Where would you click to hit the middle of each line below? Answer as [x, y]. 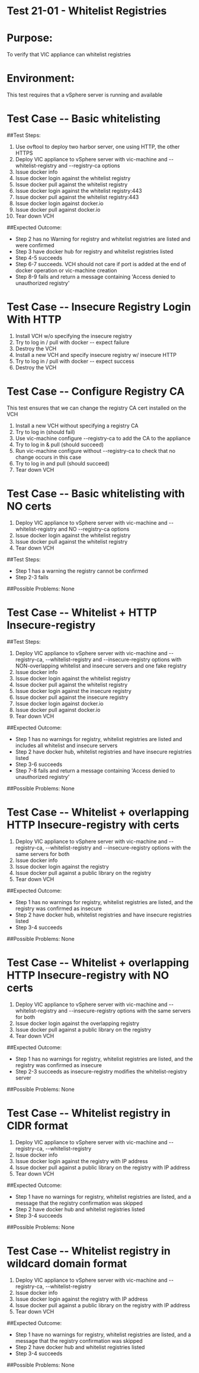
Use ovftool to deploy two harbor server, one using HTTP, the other [97, 147]
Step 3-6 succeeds [39, 764]
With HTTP [34, 320]
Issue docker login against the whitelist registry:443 [78, 191]
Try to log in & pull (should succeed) [60, 444]
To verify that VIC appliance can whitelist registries [69, 55]
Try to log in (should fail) [45, 432]
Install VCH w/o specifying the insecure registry [73, 336]
